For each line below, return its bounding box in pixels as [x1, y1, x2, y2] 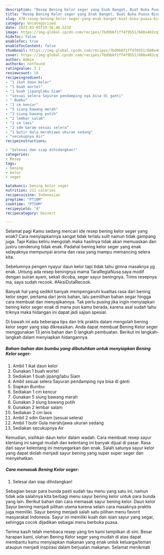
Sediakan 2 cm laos [12, 410, 53, 416]
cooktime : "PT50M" [5, 201, 43, 206]
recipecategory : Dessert [5, 211, 56, 216]
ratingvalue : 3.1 [5, 66, 41, 71]
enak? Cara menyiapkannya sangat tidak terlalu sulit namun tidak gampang [5, 234, 156, 239]
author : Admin [5, 57, 35, 62]
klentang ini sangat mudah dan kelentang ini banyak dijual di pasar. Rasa [5, 440, 151, 446]
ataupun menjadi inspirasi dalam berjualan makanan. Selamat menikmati [5, 544, 150, 550]
